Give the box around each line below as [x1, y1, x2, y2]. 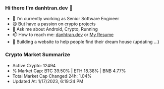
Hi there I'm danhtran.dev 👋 [5, 4, 73, 11]
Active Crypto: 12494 [12, 62, 56, 68]
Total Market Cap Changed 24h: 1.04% [12, 73, 92, 79]
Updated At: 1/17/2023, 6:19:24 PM [12, 78, 83, 84]
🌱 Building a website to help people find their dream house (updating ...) [12, 39, 160, 45]
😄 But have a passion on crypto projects [12, 21, 96, 27]
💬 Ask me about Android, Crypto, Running [12, 26, 98, 32]
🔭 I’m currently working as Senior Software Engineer [12, 16, 119, 22]
